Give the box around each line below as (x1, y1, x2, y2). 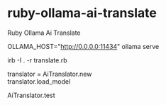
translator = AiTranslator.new (7, 70, 92, 78)
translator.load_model (7, 77, 71, 86)
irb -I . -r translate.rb (7, 55, 67, 65)
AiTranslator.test (7, 91, 55, 99)
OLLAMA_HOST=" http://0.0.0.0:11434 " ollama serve (7, 42, 160, 50)
